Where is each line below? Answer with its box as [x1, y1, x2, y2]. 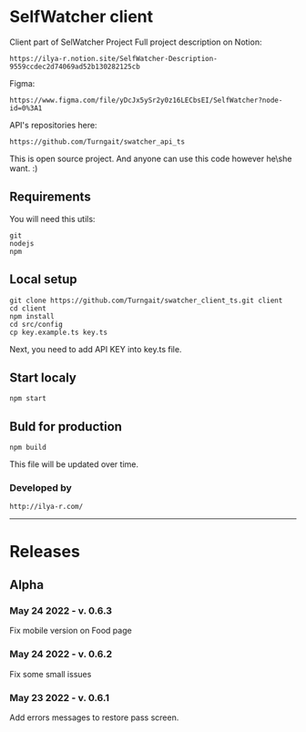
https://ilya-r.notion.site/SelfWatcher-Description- [9, 54, 219, 63]
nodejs [9, 239, 35, 248]
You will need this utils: [9, 213, 96, 224]
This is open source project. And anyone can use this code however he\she [9, 153, 292, 164]
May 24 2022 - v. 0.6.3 [9, 604, 112, 616]
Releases [9, 541, 80, 562]
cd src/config [9, 320, 64, 329]
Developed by [9, 482, 73, 494]
